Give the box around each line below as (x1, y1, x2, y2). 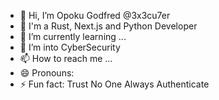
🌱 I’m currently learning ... (19, 31, 127, 42)
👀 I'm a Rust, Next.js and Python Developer (19, 20, 198, 32)
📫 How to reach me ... (19, 53, 113, 64)
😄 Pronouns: (19, 67, 75, 79)
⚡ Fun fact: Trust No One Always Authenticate (19, 78, 210, 90)
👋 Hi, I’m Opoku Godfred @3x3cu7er (19, 10, 171, 21)
